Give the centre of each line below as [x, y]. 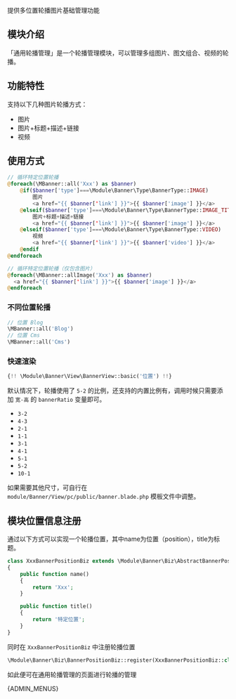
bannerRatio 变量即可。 [72, 400]
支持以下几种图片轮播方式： [47, 104]
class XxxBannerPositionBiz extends [61, 561]
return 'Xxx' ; [53, 587]
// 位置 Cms [24, 336]
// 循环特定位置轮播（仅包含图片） [51, 268]
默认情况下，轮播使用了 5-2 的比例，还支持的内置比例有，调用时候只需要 [112, 391]
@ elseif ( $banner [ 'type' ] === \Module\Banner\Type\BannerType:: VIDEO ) [120, 230]
